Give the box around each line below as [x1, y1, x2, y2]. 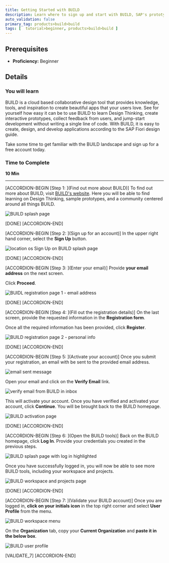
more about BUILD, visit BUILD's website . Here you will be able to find [5, 190, 150, 196]
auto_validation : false [5, 17, 55, 22]
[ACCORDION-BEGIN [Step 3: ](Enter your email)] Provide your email [5, 265, 148, 271]
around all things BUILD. [5, 201, 55, 207]
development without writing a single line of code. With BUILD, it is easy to [5, 120, 159, 126]
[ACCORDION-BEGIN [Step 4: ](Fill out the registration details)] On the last [5, 309, 159, 315]
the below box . [5, 533, 37, 539]
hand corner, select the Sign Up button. [5, 235, 87, 242]
